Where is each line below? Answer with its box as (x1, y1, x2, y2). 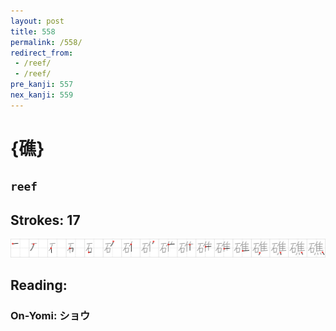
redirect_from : (10, 48, 74, 58)
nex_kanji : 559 (10, 90, 74, 100)
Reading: (10, 277, 68, 294)
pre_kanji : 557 (10, 80, 74, 90)
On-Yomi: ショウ (10, 308, 91, 322)
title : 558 (10, 26, 56, 37)
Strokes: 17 (10, 211, 81, 229)
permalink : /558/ (10, 37, 83, 47)
